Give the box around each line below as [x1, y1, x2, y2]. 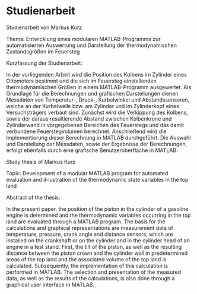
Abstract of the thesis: [6, 194, 61, 201]
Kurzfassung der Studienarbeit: [6, 59, 83, 67]
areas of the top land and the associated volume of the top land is [6, 255, 167, 263]
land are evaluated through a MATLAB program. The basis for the [6, 218, 166, 225]
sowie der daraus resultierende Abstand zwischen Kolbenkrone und [6, 115, 172, 122]
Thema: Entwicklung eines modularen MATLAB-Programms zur [6, 35, 161, 42]
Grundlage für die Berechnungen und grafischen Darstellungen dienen [6, 90, 179, 97]
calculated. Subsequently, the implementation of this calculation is [6, 262, 168, 269]
